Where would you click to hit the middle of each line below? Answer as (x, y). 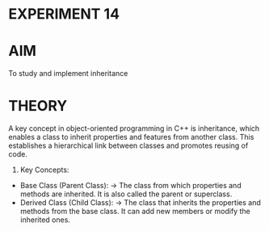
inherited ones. (45, 220)
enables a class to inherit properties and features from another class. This (131, 137)
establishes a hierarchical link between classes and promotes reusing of (128, 145)
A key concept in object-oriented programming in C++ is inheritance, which (134, 128)
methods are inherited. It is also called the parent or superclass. (126, 194)
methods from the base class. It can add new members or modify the (135, 212)
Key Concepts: (44, 170)
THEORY (38, 106)
